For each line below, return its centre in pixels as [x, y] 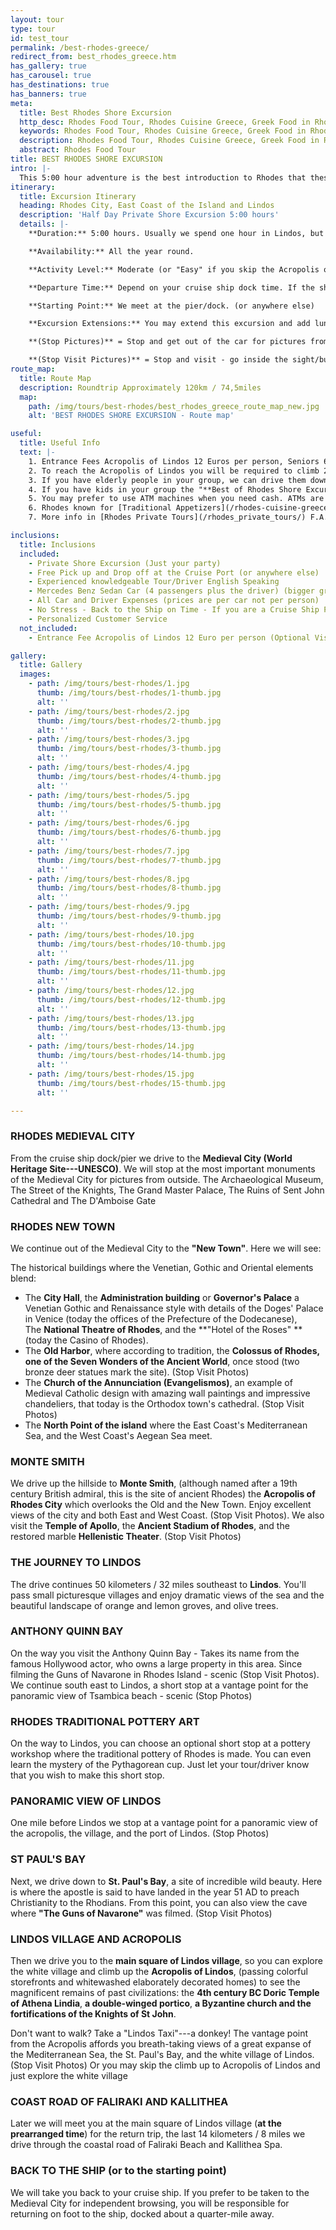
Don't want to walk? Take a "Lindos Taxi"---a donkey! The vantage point [159, 2033]
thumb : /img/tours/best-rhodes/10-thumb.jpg [131, 944]
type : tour [33, 29]
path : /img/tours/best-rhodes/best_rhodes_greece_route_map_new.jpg [174, 406]
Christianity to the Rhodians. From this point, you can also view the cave [159, 1902]
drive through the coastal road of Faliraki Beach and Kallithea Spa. [146, 2145]
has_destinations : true [60, 85]
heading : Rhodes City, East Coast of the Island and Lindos [147, 206]
